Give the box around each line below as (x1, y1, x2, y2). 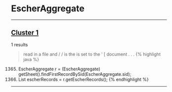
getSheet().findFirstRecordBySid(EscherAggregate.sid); (18, 71, 131, 77)
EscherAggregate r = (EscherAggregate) (18, 66, 101, 72)
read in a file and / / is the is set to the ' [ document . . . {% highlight (23, 51, 161, 57)
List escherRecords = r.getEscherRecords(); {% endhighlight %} (18, 76, 149, 82)
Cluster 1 (11, 29, 39, 37)
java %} (23, 56, 40, 62)
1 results (11, 41, 28, 47)
